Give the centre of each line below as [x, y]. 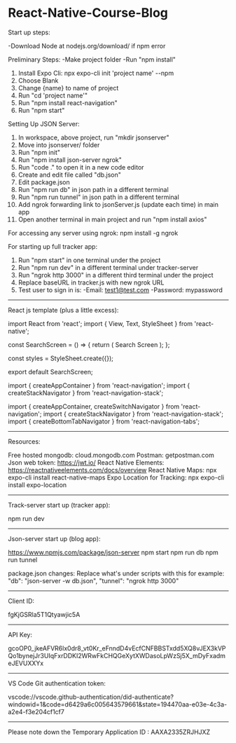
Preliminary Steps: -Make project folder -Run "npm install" [92, 59]
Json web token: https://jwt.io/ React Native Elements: [86, 462]
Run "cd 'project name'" [53, 95]
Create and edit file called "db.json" [70, 175]
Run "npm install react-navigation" [68, 102]
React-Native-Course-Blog [88, 13]
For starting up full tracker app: [53, 246]
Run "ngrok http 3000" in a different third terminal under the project [116, 275]
